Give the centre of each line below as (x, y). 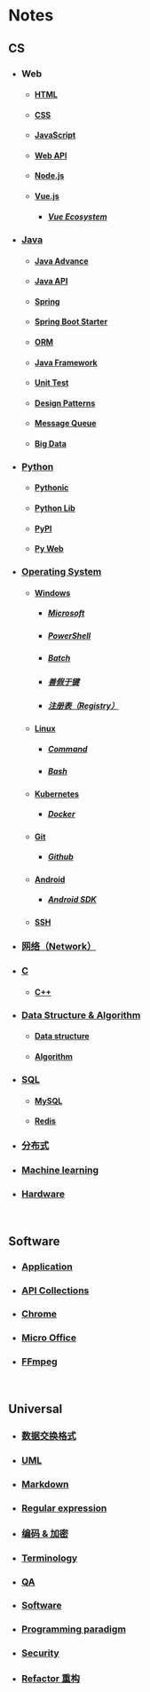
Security (40, 1653)
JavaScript (55, 135)
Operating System (61, 572)
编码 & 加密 (44, 1533)
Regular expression (64, 1508)
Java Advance (62, 261)
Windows (52, 592)
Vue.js (47, 196)
